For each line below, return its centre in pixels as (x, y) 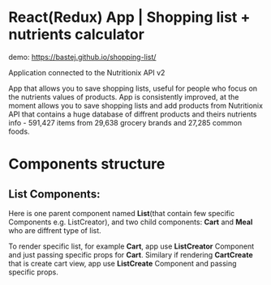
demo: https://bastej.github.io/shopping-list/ (82, 57)
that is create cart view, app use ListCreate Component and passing (123, 263)
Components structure (87, 164)
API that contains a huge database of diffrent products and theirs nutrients (133, 114)
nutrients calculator (76, 34)
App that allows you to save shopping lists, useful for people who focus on (133, 88)
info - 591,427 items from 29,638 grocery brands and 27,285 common (125, 122)
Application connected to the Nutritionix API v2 (87, 72)
